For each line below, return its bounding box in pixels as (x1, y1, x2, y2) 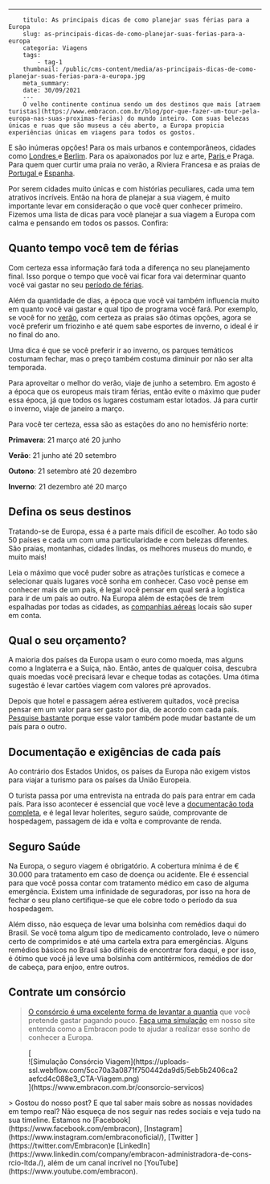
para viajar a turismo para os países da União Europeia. (8, 775, 191, 785)
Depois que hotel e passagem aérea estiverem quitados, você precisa (8, 696, 239, 706)
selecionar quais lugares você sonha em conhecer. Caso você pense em (8, 576, 249, 586)
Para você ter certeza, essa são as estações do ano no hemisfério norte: (8, 419, 249, 429)
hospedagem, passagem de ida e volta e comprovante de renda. (8, 816, 223, 826)
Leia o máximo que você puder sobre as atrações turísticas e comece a (8, 567, 245, 577)
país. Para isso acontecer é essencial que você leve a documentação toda (8, 799, 255, 809)
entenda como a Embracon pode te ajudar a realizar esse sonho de (27, 1024, 251, 1033)
